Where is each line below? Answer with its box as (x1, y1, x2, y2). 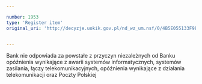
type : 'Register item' (6, 19, 63, 26)
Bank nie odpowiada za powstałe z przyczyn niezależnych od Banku (6, 52, 176, 59)
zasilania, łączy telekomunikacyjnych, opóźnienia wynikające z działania (6, 65, 185, 72)
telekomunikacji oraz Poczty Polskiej (6, 71, 97, 79)
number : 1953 (6, 14, 39, 20)
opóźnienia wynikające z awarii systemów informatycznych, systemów (6, 58, 182, 66)
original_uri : (6, 25, 42, 31)
